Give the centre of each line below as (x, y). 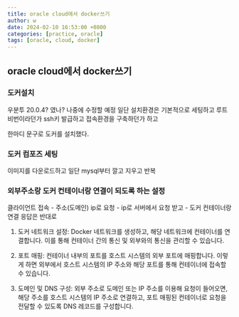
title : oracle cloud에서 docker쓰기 (59, 14)
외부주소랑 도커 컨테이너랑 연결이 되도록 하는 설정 (86, 191)
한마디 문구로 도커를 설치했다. (48, 134)
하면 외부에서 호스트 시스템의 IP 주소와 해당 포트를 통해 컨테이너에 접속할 (126, 264)
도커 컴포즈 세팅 (33, 154)
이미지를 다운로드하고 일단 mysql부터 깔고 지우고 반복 (82, 171)
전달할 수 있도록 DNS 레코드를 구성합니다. (75, 306)
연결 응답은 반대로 (32, 217)
